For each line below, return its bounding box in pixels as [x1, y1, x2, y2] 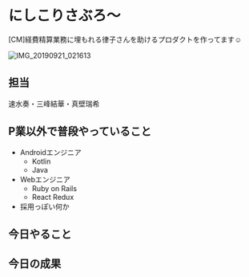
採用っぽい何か [19, 202, 70, 211]
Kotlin [31, 157, 51, 166]
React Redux [31, 192, 74, 202]
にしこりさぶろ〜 [8, 6, 122, 25]
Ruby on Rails [31, 183, 78, 193]
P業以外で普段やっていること [8, 124, 152, 138]
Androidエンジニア [19, 147, 82, 157]
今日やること [8, 227, 72, 241]
